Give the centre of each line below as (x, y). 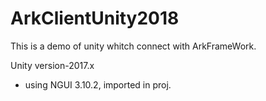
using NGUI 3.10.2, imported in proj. (98, 84)
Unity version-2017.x (52, 65)
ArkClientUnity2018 (95, 18)
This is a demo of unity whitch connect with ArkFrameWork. (133, 46)
